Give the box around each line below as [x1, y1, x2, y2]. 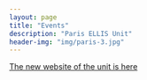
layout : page [9, 12, 58, 22]
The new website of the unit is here [9, 62, 138, 72]
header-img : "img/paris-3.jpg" [9, 37, 125, 47]
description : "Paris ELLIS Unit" [9, 29, 133, 38]
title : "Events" [9, 21, 69, 30]
